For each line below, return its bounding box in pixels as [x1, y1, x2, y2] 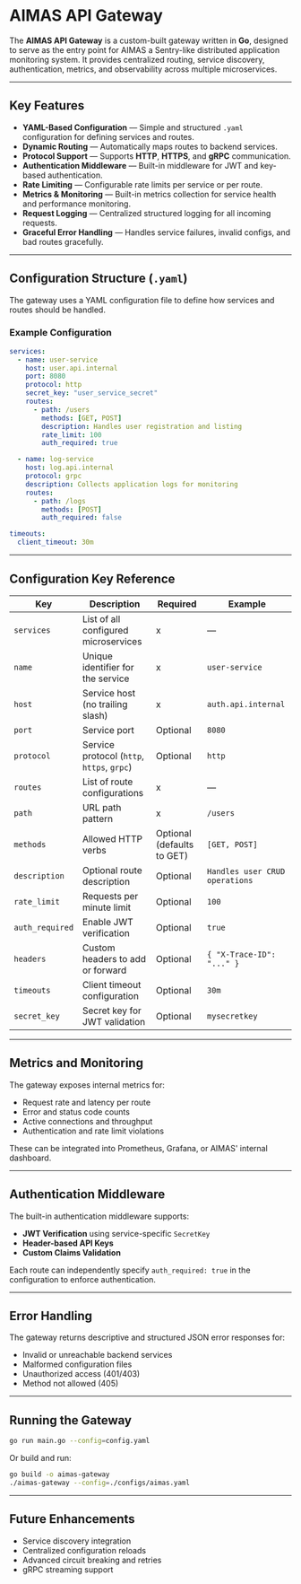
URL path [82, 801, 122, 813]
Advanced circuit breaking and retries [21, 1554, 162, 1565]
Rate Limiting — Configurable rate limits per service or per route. [21, 179, 262, 189]
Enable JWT [82, 915, 133, 928]
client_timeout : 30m [17, 538, 94, 547]
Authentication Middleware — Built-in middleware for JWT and [21, 160, 259, 171]
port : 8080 [25, 372, 66, 381]
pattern [82, 812, 114, 825]
